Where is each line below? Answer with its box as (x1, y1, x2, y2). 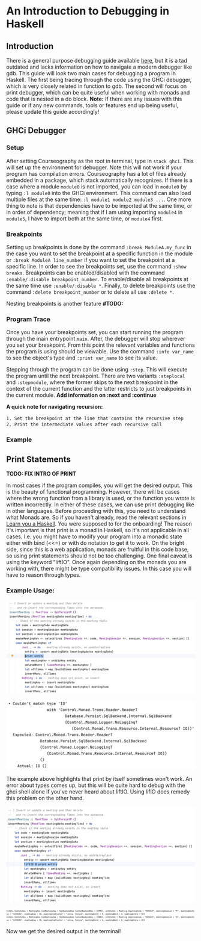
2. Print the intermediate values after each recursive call (6, 421, 163, 428)
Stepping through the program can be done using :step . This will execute (6, 366, 188, 373)
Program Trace (6, 315, 51, 323)
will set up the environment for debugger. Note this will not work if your (6, 164, 182, 171)
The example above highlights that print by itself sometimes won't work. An (6, 775, 193, 783)
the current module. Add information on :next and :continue (6, 391, 157, 399)
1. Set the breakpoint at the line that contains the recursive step (6, 415, 184, 422)
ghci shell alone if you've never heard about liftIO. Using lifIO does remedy (6, 788, 190, 795)
